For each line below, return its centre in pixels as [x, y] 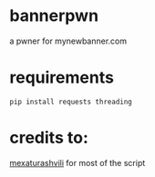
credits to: [49, 138]
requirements [62, 78]
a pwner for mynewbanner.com [68, 41]
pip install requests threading [71, 102]
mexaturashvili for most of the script [77, 162]
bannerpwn [54, 16]
